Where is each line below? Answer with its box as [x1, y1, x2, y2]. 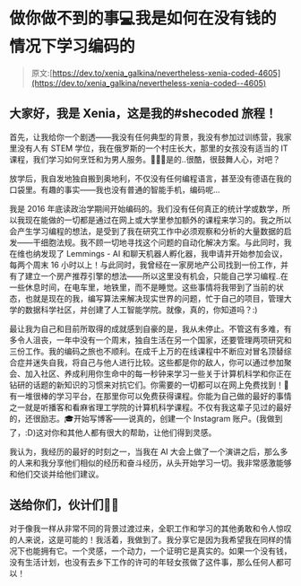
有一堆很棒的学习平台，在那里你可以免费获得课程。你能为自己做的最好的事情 [9, 390, 292, 401]
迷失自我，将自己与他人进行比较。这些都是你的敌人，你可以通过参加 [32, 356, 284, 368]
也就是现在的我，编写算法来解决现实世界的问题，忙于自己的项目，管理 [24, 293, 284, 303]
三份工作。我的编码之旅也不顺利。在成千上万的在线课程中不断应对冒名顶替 [9, 345, 284, 356]
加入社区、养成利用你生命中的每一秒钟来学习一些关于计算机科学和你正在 [24, 368, 292, 379]
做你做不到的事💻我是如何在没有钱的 [9, 8, 277, 29]
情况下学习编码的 [9, 37, 136, 57]
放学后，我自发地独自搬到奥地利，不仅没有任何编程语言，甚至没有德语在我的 [9, 172, 292, 184]
